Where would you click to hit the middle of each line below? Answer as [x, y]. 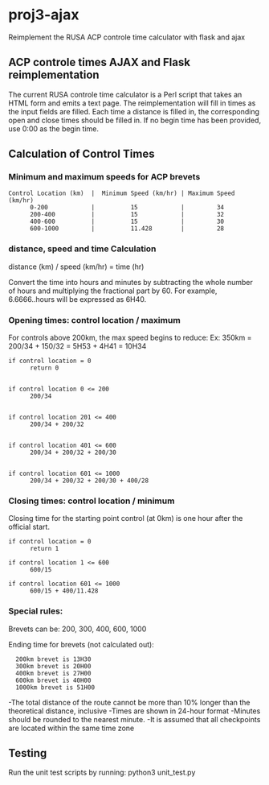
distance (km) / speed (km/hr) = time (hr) [76, 266]
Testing [28, 753]
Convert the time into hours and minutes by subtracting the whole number [130, 282]
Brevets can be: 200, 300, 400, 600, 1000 [77, 629]
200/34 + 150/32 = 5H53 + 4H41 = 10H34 [77, 346]
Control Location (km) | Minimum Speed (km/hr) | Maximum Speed [122, 194]
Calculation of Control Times [82, 154]
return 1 [44, 549]
